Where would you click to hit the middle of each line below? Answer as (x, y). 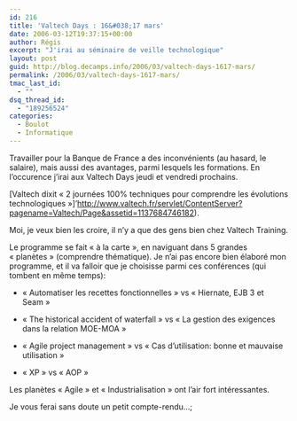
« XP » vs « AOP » (55, 372)
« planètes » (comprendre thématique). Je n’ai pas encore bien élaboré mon (148, 256)
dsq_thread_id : (37, 100)
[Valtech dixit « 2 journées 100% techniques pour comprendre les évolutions (149, 194)
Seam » (36, 301)
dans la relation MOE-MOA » (74, 328)
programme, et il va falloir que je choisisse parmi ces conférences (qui (138, 266)
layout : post (33, 58)
